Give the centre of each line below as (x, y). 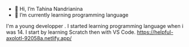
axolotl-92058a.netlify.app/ (39, 38)
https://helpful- (155, 32)
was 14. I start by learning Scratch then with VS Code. (71, 32)
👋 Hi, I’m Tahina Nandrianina (49, 9)
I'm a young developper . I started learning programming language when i (95, 26)
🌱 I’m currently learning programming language (71, 15)
